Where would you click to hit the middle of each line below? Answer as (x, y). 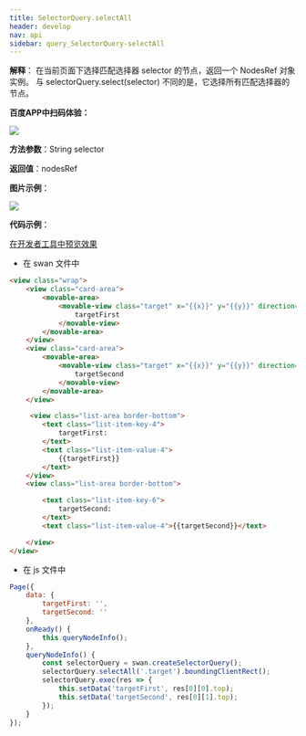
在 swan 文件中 (51, 263)
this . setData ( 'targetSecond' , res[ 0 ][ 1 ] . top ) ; (148, 697)
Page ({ (22, 587)
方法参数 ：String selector (57, 149)
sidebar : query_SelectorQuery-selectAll (87, 43)
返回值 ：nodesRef (43, 169)
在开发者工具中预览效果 (53, 244)
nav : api (26, 35)
